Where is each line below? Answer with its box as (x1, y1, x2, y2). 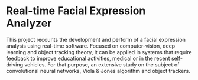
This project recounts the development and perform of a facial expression (6, 36, 186, 43)
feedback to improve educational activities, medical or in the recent (6, 55, 170, 62)
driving (6, 61, 24, 68)
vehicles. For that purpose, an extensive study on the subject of (24, 61, 180, 68)
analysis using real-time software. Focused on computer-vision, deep (6, 42, 176, 49)
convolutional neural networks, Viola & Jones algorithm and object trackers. (6, 67, 190, 74)
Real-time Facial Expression (6, 4, 146, 18)
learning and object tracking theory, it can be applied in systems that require (6, 48, 192, 55)
